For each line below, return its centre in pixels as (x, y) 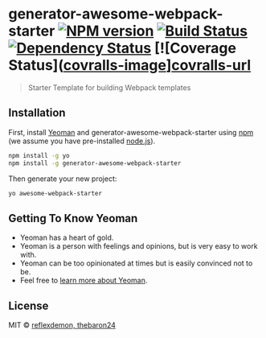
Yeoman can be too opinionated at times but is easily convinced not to (136, 263)
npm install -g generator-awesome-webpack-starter (95, 163)
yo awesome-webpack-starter (55, 193)
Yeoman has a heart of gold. (67, 237)
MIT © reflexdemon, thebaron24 (62, 325)
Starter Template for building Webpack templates (109, 87)
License (29, 305)
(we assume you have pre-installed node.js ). (82, 141)
